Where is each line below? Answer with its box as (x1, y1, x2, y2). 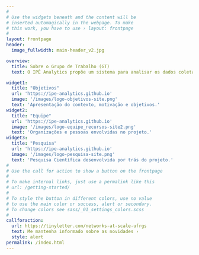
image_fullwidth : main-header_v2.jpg (11, 47, 105, 53)
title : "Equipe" (11, 113, 52, 119)
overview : (6, 58, 31, 64)
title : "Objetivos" (11, 85, 60, 91)
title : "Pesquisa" (11, 141, 57, 146)
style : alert (11, 234, 44, 240)
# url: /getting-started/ (6, 184, 70, 190)
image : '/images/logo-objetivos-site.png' (11, 96, 118, 103)
